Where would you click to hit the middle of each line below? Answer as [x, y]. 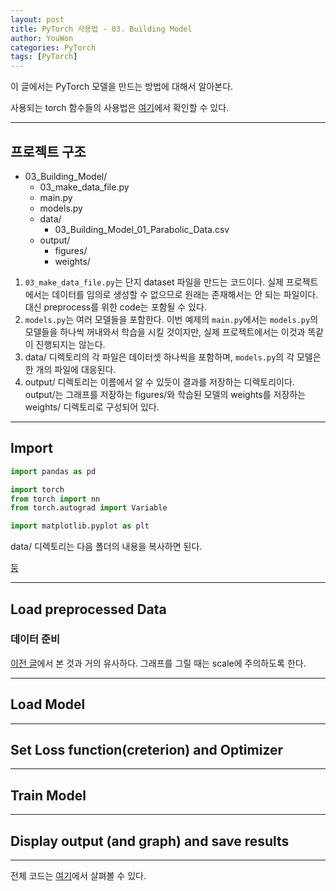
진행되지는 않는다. [70, 344]
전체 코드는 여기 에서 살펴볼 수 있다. [78, 876]
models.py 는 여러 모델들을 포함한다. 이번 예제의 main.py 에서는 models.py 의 [171, 319]
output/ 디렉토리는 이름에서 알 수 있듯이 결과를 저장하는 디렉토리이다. [159, 382]
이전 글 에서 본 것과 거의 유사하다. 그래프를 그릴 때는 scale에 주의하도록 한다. [158, 663]
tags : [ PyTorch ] [44, 57]
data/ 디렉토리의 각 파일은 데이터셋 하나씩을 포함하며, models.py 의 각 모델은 [173, 357]
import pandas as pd [53, 471]
